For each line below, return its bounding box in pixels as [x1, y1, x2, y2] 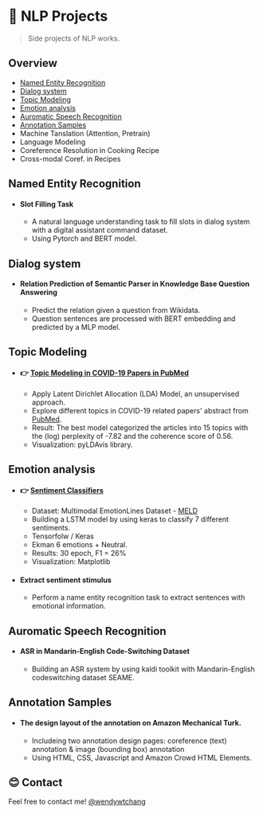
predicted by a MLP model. [31, 322, 121, 331]
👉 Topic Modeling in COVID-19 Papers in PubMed [19, 368, 190, 378]
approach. [31, 397, 66, 407]
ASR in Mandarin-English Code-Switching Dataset [19, 647, 190, 656]
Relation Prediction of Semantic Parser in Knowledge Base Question [19, 279, 250, 289]
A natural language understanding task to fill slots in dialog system [31, 217, 250, 226]
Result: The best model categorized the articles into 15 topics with [31, 422, 249, 432]
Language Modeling [19, 137, 86, 147]
